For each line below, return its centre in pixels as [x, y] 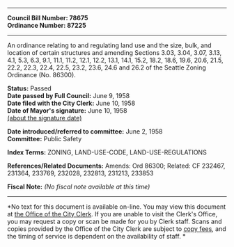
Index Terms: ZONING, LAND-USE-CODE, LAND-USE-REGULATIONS [107, 152]
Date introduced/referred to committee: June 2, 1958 [85, 132]
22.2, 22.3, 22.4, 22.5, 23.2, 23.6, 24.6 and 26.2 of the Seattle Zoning [107, 67]
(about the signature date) [45, 118]
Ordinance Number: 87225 [47, 25]
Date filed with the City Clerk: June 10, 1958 [71, 103]
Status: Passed [30, 88]
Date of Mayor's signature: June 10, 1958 [67, 111]
